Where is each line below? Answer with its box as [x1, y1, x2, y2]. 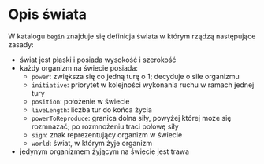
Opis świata [8, 5, 87, 24]
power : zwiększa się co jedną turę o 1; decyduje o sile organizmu [31, 71, 240, 81]
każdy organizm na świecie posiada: [19, 63, 138, 72]
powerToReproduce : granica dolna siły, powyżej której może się [31, 113, 232, 122]
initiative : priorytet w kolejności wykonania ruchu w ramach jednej [31, 80, 255, 89]
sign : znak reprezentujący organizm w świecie [31, 129, 183, 139]
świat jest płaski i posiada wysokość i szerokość [19, 55, 177, 64]
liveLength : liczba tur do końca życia [31, 104, 152, 115]
